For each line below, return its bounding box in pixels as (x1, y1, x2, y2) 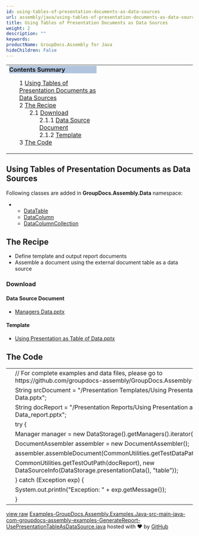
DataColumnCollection (23, 220, 79, 227)
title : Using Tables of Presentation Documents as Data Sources (6, 20, 168, 26)
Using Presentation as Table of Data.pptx (14, 335, 115, 342)
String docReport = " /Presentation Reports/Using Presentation (15, 403, 188, 411)
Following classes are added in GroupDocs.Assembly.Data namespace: (6, 189, 183, 196)
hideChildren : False (6, 47, 57, 53)
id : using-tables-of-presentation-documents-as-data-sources (6, 8, 161, 15)
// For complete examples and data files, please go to (15, 369, 163, 377)
